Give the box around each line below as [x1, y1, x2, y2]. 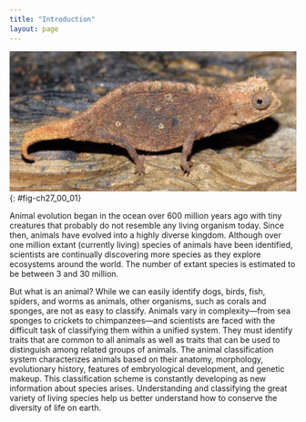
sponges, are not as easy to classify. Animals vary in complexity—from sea [9, 305, 291, 316]
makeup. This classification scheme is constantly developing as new [9, 374, 267, 385]
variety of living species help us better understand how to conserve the [9, 393, 278, 404]
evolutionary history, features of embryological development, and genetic [9, 364, 285, 375]
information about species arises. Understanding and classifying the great [9, 383, 288, 394]
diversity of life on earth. [9, 402, 102, 414]
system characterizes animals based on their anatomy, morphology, [9, 354, 264, 365]
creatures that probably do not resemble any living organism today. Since [9, 220, 285, 232]
